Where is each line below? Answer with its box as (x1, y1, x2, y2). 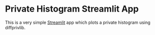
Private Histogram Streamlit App (5, 3, 139, 15)
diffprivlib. (5, 24, 26, 30)
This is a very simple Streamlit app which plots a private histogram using (5, 19, 151, 25)
